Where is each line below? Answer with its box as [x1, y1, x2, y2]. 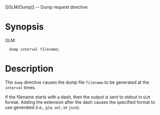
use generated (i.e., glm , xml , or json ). [5, 104, 80, 110]
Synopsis [5, 22, 44, 32]
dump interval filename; [9, 46, 60, 52]
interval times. [5, 84, 37, 90]
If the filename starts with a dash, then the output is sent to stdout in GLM [5, 94, 150, 100]
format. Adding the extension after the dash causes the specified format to [5, 99, 155, 105]
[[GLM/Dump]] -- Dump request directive [5, 4, 88, 10]
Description [5, 63, 54, 74]
